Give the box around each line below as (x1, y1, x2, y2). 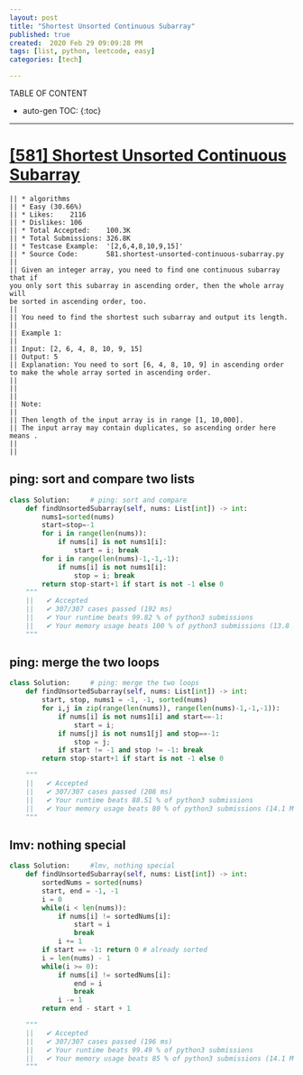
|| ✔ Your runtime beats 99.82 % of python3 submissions (25, 613, 254, 622)
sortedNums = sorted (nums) (41, 878, 143, 887)
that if (9, 273, 39, 283)
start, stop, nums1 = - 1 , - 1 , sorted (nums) (41, 696, 207, 705)
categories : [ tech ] (9, 55, 83, 64)
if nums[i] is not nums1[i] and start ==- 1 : (57, 712, 224, 721)
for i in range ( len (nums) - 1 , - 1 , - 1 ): (41, 554, 179, 563)
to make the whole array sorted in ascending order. (9, 367, 212, 377)
